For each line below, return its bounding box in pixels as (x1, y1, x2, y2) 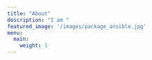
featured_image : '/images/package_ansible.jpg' (7, 23, 147, 30)
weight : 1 (19, 42, 48, 49)
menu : (7, 29, 23, 37)
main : (13, 36, 30, 43)
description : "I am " (7, 17, 70, 23)
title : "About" (7, 10, 51, 17)
